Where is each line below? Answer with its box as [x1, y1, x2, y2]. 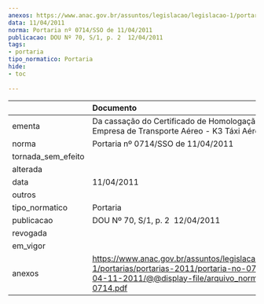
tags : [8, 41, 26, 49]
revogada [12, 227, 47, 238]
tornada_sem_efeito [12, 151, 85, 162]
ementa [12, 120, 41, 131]
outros [12, 189, 37, 200]
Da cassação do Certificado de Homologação [92, 115, 261, 126]
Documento [92, 102, 137, 113]
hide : [8, 63, 26, 71]
